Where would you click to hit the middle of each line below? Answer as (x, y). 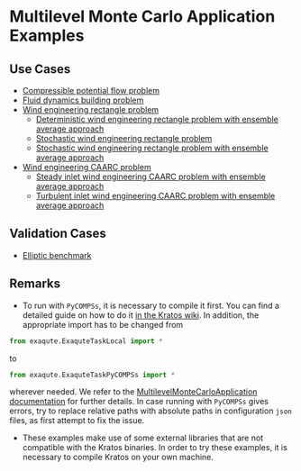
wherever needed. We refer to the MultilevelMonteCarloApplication (133, 392)
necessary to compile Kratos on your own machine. (118, 457)
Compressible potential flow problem (91, 91)
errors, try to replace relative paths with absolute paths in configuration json (151, 411)
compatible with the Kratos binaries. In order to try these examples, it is (155, 448)
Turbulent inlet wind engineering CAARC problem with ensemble (155, 196)
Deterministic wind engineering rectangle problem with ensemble (157, 119)
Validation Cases (58, 234)
